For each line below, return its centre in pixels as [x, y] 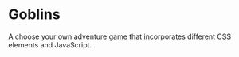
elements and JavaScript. [50, 44]
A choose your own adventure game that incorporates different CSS [120, 36]
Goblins [35, 15]
